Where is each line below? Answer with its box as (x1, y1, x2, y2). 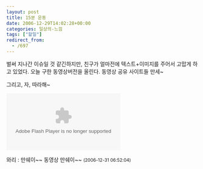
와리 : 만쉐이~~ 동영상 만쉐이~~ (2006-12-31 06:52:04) (6, 156, 131, 163)
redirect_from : (6, 37, 45, 43)
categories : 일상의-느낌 (6, 26, 63, 32)
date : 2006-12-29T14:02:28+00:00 (6, 20, 91, 26)
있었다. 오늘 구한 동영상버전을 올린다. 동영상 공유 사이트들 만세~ (12, 67, 164, 75)
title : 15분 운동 (6, 15, 47, 21)
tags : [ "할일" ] (6, 32, 43, 38)
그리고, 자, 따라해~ (6, 80, 50, 88)
